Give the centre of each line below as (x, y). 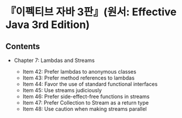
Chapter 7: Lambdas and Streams (54, 60)
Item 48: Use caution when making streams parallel (85, 109)
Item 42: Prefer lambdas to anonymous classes (80, 72)
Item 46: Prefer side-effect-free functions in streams (86, 96)
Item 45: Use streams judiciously (62, 90)
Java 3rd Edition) (48, 25)
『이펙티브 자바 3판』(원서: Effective (91, 12)
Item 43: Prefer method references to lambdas (79, 78)
